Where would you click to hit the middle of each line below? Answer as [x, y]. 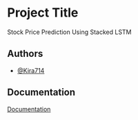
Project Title [43, 13]
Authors [25, 54]
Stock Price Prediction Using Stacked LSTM [69, 32]
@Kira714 [31, 70]
